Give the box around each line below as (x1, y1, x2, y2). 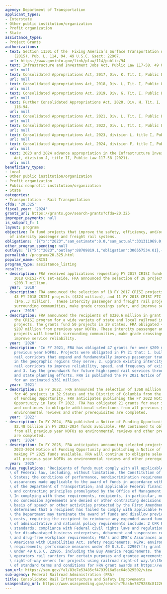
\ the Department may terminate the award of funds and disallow (9, 512, 148, 517)
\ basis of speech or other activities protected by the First (9, 502, 143, 508)
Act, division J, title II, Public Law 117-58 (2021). (14, 155, 130, 160)
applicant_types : (5, 12, 41, 17)
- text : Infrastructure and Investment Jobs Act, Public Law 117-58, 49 (5, 63, 159, 68)
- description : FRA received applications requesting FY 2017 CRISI (5, 271, 150, 276)
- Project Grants (5, 40, 41, 45)
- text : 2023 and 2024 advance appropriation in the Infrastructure (5, 151, 150, 156)
